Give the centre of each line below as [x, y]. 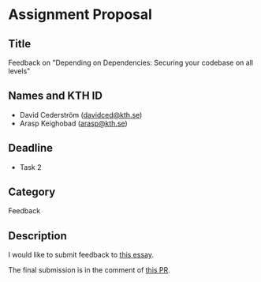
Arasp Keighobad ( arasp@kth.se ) [73, 123]
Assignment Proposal [80, 15]
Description [37, 236]
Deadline [31, 148]
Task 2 [30, 167]
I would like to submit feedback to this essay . [81, 255]
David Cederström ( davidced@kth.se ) [81, 115]
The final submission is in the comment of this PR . [89, 270]
